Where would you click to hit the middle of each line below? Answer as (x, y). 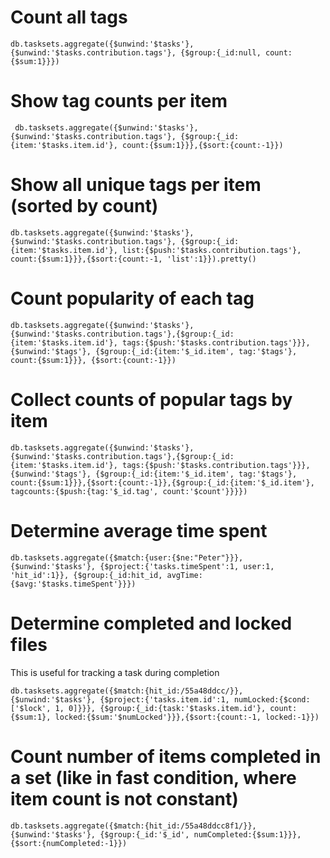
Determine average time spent (139, 530)
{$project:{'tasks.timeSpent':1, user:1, (187, 566)
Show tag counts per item (119, 101)
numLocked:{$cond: (272, 699)
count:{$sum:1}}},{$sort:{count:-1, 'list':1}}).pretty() (133, 259)
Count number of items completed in (166, 756)
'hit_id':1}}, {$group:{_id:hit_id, (86, 575)
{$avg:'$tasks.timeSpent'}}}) (73, 584)
